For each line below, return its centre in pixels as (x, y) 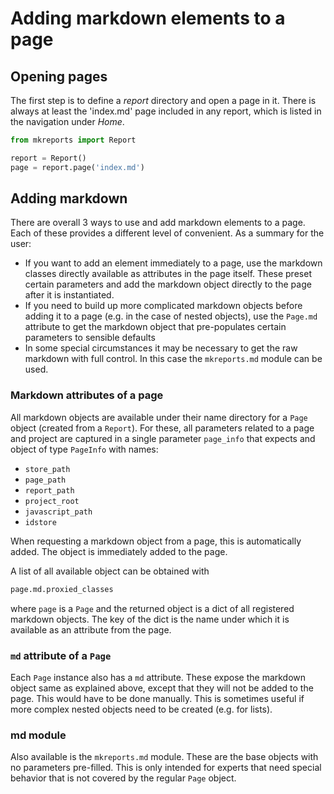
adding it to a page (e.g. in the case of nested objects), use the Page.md (171, 316)
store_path (47, 469)
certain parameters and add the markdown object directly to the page (168, 284)
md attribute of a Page (61, 655)
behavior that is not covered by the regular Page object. (123, 778)
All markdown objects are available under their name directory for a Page (159, 417)
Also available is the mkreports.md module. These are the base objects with (164, 757)
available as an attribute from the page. (91, 629)
